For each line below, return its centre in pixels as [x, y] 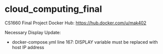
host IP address [28, 47]
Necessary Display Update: [33, 32]
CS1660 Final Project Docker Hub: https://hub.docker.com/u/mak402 [75, 23]
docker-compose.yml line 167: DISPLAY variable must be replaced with [85, 42]
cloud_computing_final [53, 9]
